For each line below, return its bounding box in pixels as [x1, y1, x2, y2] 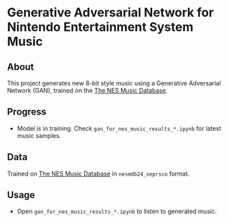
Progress [7, 106, 46, 117]
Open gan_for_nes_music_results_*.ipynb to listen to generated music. [16, 207, 217, 216]
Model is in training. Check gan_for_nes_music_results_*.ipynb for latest [16, 124, 222, 133]
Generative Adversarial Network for [7, 5, 214, 20]
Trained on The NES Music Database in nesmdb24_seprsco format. [7, 169, 190, 178]
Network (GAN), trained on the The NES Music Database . [7, 87, 168, 94]
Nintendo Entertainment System [7, 19, 194, 35]
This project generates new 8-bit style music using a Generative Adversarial [7, 79, 221, 87]
